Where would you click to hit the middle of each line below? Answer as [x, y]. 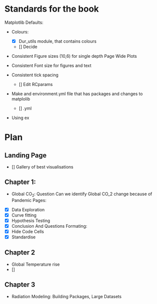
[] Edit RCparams [36, 84]
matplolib [21, 99]
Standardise [23, 237]
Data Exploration [28, 209]
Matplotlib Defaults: [24, 22]
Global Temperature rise [36, 264]
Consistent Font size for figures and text [51, 66]
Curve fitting [24, 215]
